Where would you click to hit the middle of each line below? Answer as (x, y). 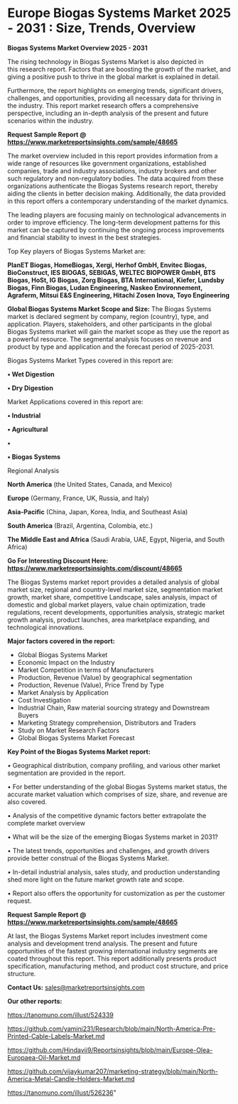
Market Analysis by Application (63, 692)
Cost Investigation (44, 700)
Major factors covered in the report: (61, 641)
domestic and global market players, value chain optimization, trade (107, 605)
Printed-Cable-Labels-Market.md (56, 1036)
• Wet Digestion (31, 374)
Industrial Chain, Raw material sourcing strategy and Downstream (113, 708)
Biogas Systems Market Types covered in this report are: (91, 360)
